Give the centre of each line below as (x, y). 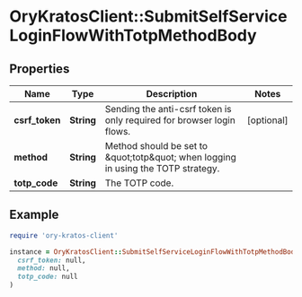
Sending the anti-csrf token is (168, 109)
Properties (40, 69)
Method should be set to (156, 146)
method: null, (44, 268)
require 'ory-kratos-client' (64, 235)
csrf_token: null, (52, 260)
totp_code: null (48, 277)
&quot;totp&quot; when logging (170, 157)
